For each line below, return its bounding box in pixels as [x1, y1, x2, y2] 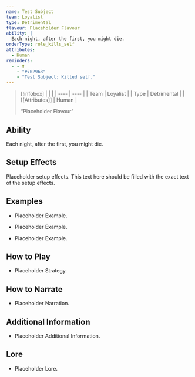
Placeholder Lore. [14, 365, 58, 372]
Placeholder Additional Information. [14, 332, 100, 339]
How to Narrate [6, 284, 63, 294]
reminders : [6, 58, 33, 63]
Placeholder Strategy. [14, 267, 68, 274]
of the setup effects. [6, 179, 55, 186]
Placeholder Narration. [14, 300, 69, 307]
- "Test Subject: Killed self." [16, 74, 96, 80]
